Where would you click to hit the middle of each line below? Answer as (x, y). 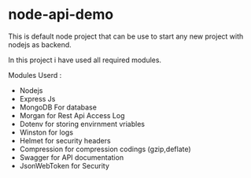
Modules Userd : (35, 75)
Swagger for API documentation (72, 157)
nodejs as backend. (40, 44)
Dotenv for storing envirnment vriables (82, 124)
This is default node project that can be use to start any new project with (126, 36)
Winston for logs (46, 132)
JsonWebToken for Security (65, 165)
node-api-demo (61, 15)
